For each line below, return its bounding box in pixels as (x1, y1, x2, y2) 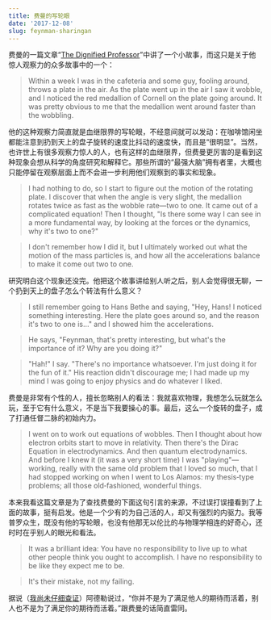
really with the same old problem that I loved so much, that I (59, 463, 258, 473)
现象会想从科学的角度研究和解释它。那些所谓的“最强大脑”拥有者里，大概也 (15, 157, 262, 167)
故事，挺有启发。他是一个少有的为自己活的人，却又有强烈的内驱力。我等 (22, 508, 263, 517)
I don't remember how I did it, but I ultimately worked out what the (27, 242, 248, 252)
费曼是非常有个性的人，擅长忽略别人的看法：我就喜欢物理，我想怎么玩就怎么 (8, 393, 263, 403)
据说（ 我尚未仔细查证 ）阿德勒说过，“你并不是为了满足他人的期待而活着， (8, 593, 252, 603)
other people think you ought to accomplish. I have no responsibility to (27, 552, 263, 562)
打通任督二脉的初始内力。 (15, 413, 101, 423)
